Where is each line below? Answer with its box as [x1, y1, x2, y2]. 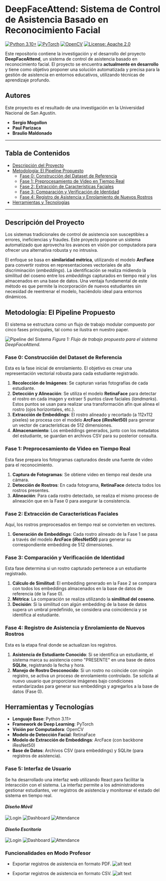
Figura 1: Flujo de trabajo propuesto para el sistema [52, 336, 158, 342]
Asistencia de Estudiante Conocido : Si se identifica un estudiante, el [12, 652, 154, 658]
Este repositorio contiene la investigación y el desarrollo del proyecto [5, 51, 146, 57]
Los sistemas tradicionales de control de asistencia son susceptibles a [5, 231, 148, 237]
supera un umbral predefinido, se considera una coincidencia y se [12, 607, 147, 613]
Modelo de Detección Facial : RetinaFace [12, 732, 96, 738]
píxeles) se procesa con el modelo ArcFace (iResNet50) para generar [12, 417, 155, 423]
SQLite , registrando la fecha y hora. [12, 662, 85, 668]
